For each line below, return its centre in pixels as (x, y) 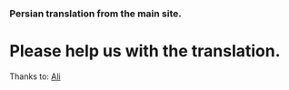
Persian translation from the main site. (95, 14)
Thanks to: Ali (35, 76)
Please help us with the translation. (145, 51)
